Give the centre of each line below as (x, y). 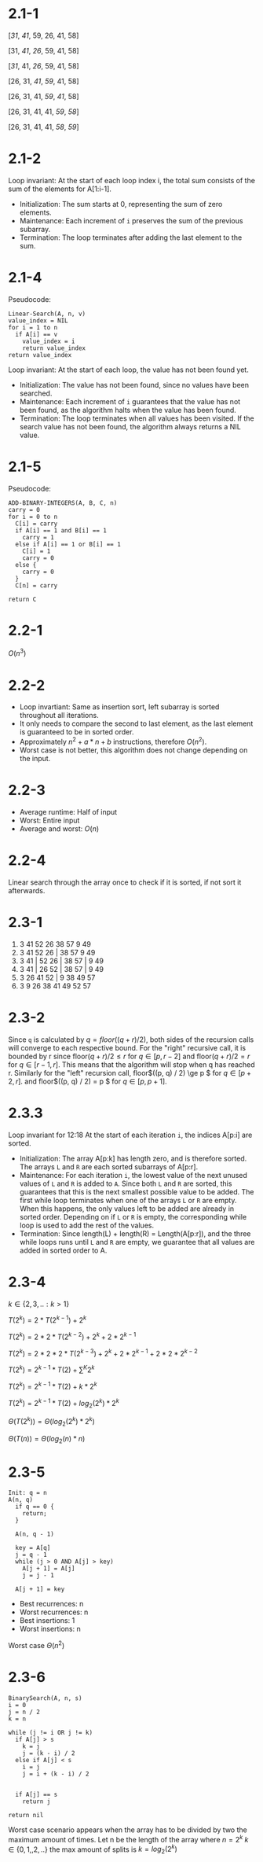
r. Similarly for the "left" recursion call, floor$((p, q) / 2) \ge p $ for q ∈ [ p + (130, 1073)
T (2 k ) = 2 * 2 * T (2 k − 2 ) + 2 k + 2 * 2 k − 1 (72, 1336)
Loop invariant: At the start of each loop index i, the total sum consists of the (131, 180)
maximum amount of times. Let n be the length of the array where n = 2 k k (128, 1839)
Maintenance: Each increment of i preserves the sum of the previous (131, 220)
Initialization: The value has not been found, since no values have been (134, 385)
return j (37, 1801)
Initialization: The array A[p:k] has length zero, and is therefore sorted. (133, 1158)
